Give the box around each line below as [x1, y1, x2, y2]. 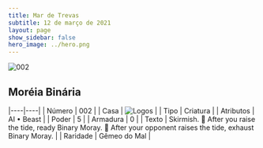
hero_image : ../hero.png [8, 41, 90, 49]
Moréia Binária [8, 85, 81, 98]
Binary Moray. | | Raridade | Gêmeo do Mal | [8, 131, 152, 140]
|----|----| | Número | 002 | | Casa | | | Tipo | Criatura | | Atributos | [8, 105, 255, 115]
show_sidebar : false [8, 33, 77, 42]
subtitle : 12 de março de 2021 [8, 19, 111, 27]
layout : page [8, 26, 51, 34]
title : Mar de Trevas [8, 11, 80, 20]
